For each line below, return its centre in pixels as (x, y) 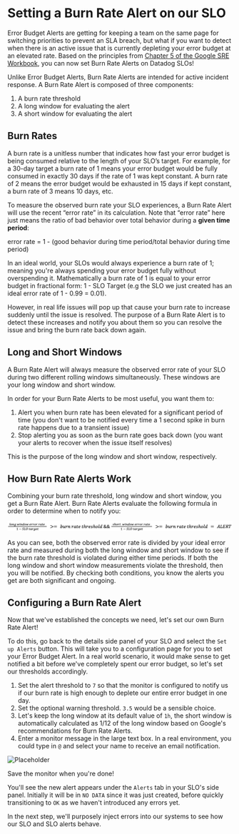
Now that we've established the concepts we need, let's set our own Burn (116, 620)
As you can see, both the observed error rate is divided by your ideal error (117, 542)
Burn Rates (32, 136)
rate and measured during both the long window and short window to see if (118, 550)
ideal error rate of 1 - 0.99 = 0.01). (57, 293)
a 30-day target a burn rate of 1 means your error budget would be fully (112, 168)
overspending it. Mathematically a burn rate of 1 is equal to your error (109, 278)
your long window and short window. (62, 385)
